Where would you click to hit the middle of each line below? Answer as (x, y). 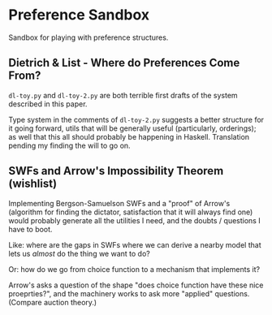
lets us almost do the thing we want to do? (79, 253)
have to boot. (30, 229)
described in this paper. (48, 104)
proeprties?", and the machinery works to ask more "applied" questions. (129, 293)
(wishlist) (33, 184)
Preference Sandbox (79, 15)
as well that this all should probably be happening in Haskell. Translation (129, 136)
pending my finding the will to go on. (70, 145)
